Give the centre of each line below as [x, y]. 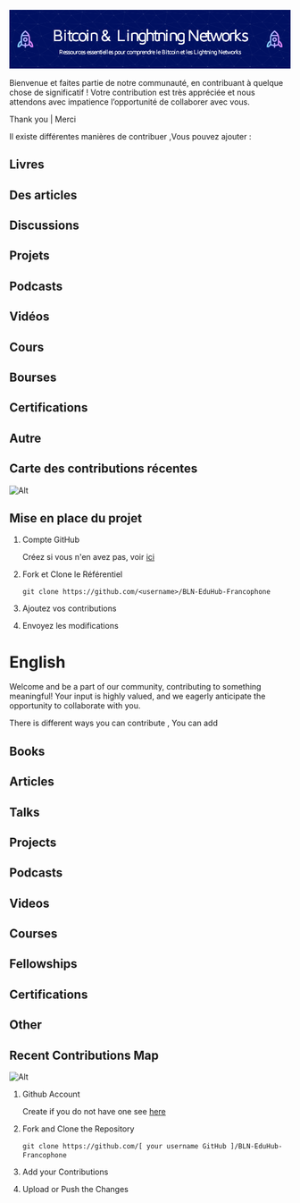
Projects [33, 842]
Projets [30, 256]
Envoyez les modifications [70, 626]
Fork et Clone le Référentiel [72, 574]
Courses [33, 934]
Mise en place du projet [76, 518]
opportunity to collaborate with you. [75, 706]
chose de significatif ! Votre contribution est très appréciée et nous [133, 92]
